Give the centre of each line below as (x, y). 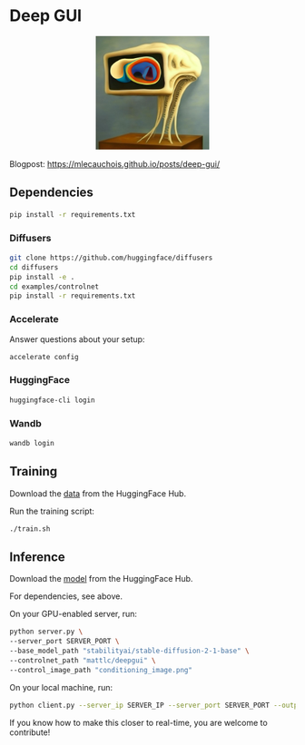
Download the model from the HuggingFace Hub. (101, 579)
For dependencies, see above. (66, 596)
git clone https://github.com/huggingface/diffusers (111, 258)
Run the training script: (52, 511)
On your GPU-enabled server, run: (74, 614)
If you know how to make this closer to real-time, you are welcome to (138, 722)
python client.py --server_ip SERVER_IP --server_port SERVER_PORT (140, 705)
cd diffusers (34, 267)
